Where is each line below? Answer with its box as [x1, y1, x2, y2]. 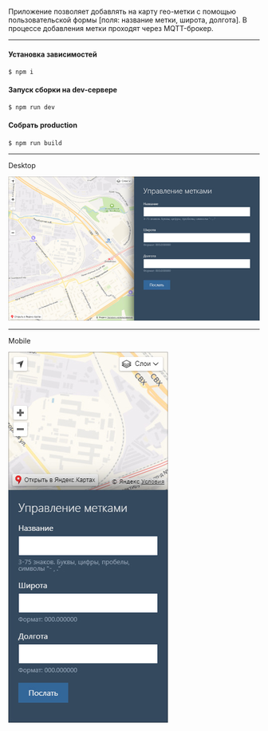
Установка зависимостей [8, 49, 97, 59]
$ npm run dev [8, 104, 56, 112]
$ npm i [8, 68, 34, 77]
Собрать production [8, 120, 78, 130]
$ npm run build [8, 139, 62, 147]
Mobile [8, 336, 31, 346]
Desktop [8, 160, 36, 170]
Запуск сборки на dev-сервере [8, 84, 118, 94]
